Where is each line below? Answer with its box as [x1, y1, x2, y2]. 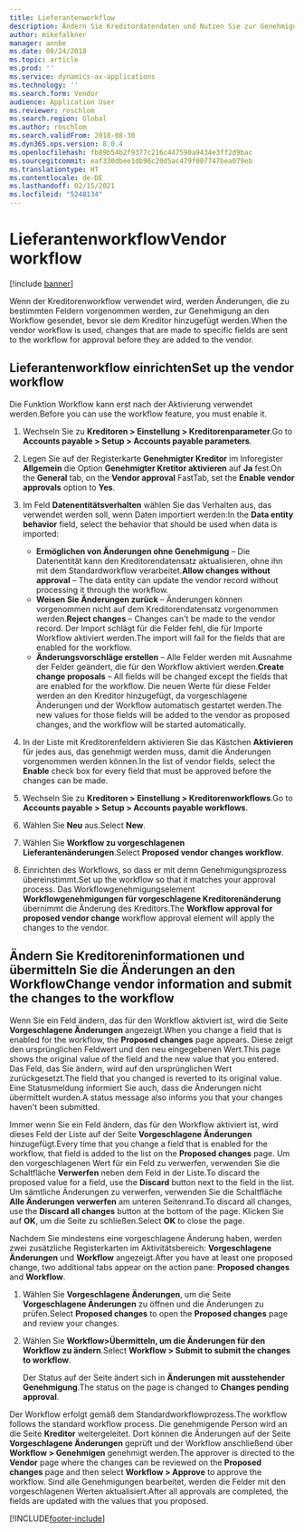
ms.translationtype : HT [9, 165, 100, 174]
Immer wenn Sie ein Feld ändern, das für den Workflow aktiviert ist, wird [9, 1119, 279, 1130]
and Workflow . [9, 1271, 66, 1282]
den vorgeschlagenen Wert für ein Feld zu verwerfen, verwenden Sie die [9, 1157, 280, 1168]
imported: [22, 528, 60, 539]
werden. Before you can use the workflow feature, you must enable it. [9, 408, 268, 419]
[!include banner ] [9, 278, 74, 289]
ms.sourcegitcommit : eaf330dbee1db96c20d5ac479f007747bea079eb [9, 156, 253, 166]
